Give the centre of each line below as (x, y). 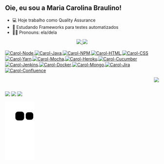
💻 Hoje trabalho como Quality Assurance (54, 20)
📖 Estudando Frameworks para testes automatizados (65, 27)
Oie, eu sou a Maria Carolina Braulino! (63, 8)
